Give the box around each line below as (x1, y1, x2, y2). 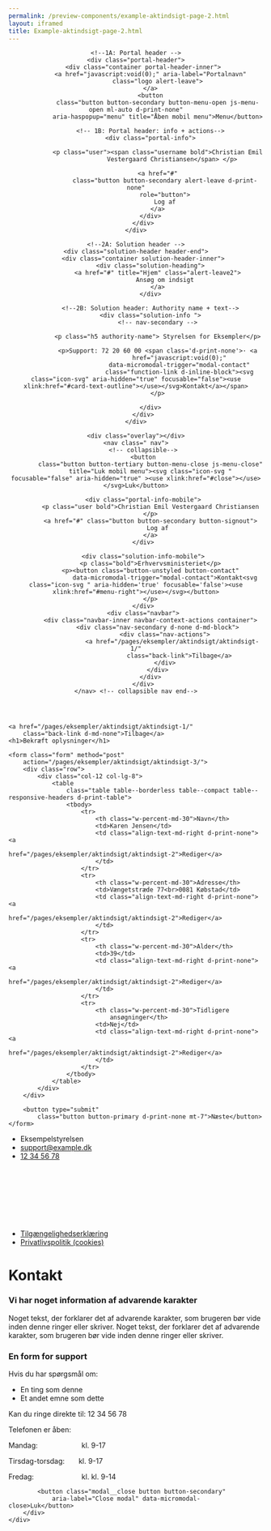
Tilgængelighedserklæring (19, 1229, 109, 1238)
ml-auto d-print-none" (106, 106, 184, 114)
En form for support (8, 1350, 87, 1362)
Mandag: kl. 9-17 (8, 1440, 107, 1451)
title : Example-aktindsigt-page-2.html (8, 27, 143, 35)
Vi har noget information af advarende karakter (8, 1294, 198, 1306)
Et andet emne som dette (19, 1393, 104, 1403)
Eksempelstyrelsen (19, 1134, 84, 1144)
